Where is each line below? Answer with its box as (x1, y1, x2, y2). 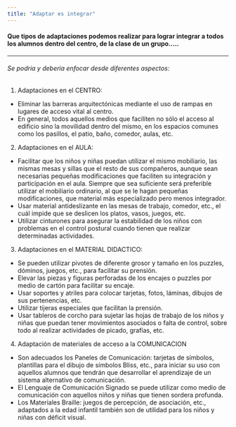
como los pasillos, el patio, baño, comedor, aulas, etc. (17, 129, 173, 138)
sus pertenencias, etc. (17, 296, 82, 305)
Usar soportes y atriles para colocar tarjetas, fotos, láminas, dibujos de (17, 289, 223, 298)
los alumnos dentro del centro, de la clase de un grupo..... (7, 39, 179, 48)
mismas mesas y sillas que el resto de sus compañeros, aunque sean (17, 165, 218, 173)
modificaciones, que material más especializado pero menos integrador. (17, 194, 227, 203)
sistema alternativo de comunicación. (17, 376, 126, 384)
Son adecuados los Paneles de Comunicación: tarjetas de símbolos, (17, 353, 214, 362)
